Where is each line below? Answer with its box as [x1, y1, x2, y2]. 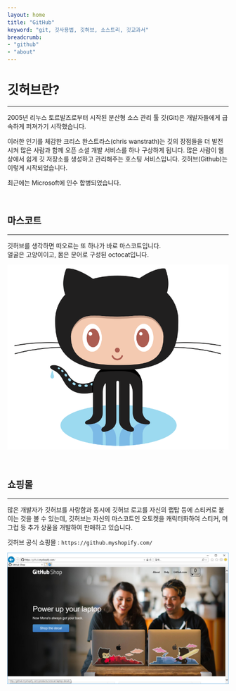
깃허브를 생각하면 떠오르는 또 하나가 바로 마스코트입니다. [7, 241, 162, 250]
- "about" [7, 49, 37, 56]
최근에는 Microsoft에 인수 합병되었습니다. [7, 178, 122, 187]
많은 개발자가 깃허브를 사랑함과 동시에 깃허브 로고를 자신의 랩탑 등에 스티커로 [7, 505, 218, 514]
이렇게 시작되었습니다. [7, 163, 68, 172]
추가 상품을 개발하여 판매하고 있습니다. [27, 522, 133, 532]
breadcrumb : [7, 34, 42, 41]
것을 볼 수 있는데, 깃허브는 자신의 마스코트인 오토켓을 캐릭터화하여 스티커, [20, 514, 221, 522]
